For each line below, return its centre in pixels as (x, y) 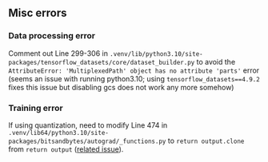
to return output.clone (206, 140)
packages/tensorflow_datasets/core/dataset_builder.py (102, 62)
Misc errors (38, 13)
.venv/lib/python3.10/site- (156, 54)
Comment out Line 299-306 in (58, 53)
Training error (36, 108)
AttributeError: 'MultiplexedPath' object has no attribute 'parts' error (134, 70)
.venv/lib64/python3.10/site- (59, 132)
